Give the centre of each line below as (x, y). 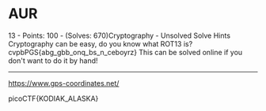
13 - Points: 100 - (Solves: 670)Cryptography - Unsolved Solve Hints (120, 35)
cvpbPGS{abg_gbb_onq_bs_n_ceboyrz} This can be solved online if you (125, 52)
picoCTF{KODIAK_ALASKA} (53, 98)
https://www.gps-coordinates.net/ (64, 83)
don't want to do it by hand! (53, 61)
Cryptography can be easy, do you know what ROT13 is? (101, 43)
